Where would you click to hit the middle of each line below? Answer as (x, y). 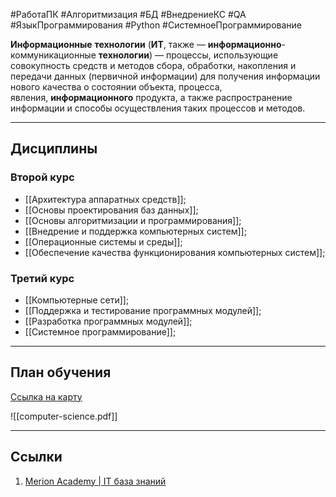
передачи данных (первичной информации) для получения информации (165, 76)
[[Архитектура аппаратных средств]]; (105, 199)
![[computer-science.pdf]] (64, 416)
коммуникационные (53, 55)
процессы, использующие (222, 55)
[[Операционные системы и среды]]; (103, 241)
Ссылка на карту (46, 396)
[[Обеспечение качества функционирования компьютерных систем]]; (175, 252)
